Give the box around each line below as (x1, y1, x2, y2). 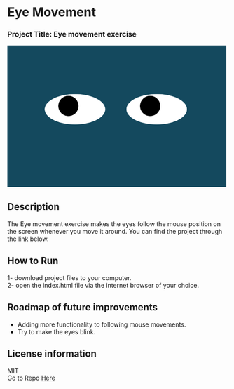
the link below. (7, 235, 49, 243)
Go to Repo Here (7, 374, 56, 383)
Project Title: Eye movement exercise (7, 29, 137, 39)
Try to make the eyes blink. (17, 327, 96, 336)
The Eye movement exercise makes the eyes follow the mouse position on (7, 219, 221, 228)
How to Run (7, 255, 59, 267)
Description (7, 201, 60, 213)
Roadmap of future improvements (7, 301, 158, 313)
